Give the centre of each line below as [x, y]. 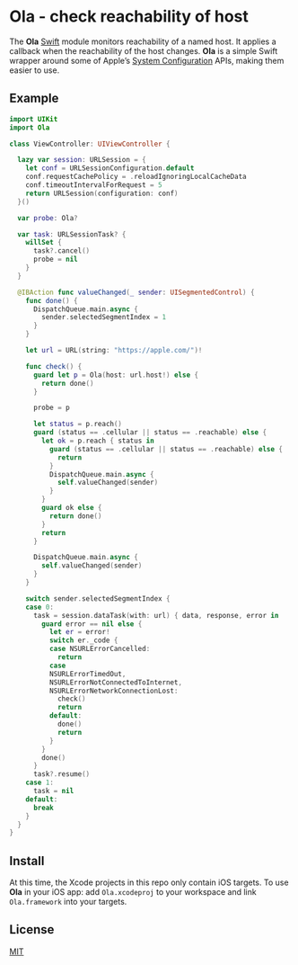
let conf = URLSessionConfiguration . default [110, 168]
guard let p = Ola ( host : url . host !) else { [116, 375]
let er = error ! [79, 632]
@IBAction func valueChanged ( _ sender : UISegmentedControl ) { [136, 292]
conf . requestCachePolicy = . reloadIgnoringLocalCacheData [136, 177]
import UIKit [34, 119]
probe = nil [55, 259]
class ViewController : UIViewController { [90, 144]
